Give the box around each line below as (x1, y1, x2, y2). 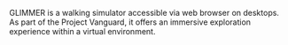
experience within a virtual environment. (9, 26, 156, 36)
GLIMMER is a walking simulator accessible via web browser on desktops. (9, 8, 279, 18)
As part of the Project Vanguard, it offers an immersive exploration (9, 17, 251, 27)
